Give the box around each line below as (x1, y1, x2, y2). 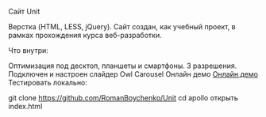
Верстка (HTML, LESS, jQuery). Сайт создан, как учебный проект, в (8, 22, 236, 31)
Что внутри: (8, 46, 49, 55)
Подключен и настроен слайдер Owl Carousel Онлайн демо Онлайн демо (8, 70, 258, 78)
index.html (8, 102, 43, 111)
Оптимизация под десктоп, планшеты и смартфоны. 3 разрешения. (8, 61, 237, 70)
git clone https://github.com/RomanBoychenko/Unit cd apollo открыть (8, 93, 238, 102)
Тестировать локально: (8, 78, 87, 87)
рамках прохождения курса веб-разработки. (8, 31, 162, 40)
